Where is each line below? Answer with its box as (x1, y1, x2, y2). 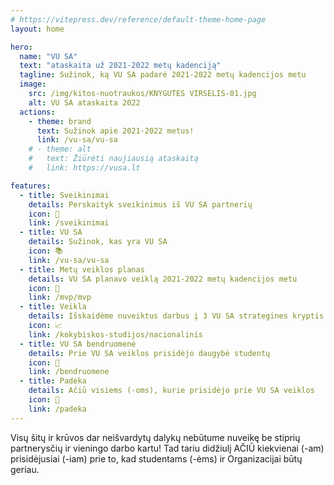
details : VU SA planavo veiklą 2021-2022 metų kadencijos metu (28, 274, 298, 284)
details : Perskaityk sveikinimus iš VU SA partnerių (28, 199, 253, 210)
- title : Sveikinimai (19, 190, 110, 200)
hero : (10, 42, 33, 52)
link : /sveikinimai (28, 218, 110, 228)
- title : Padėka (19, 376, 87, 386)
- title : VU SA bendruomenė (19, 339, 137, 349)
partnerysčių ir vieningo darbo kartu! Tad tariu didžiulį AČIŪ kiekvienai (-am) (10, 442, 325, 454)
